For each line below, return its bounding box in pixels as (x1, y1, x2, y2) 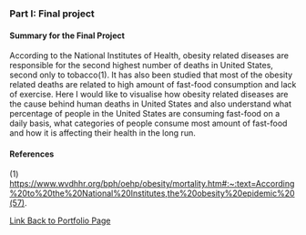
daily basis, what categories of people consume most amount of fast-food (9, 117, 288, 129)
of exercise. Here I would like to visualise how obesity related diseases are (9, 89, 289, 100)
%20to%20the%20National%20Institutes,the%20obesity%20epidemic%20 (9, 188, 295, 199)
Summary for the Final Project (9, 30, 126, 41)
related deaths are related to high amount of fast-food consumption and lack (9, 79, 297, 90)
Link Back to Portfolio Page (9, 215, 111, 226)
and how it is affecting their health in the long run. (9, 128, 196, 138)
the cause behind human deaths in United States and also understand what (9, 98, 291, 109)
